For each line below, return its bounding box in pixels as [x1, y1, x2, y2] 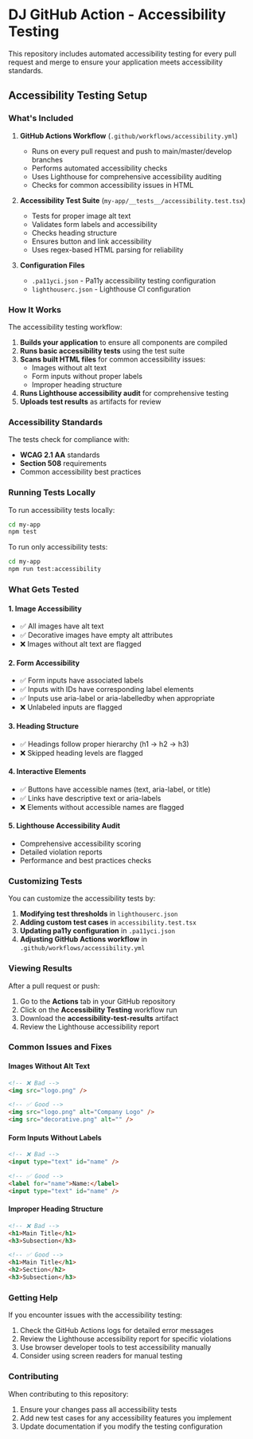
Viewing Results [8, 963, 73, 974]
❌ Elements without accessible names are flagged [19, 802, 185, 811]
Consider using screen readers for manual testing [19, 1351, 183, 1361]
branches [31, 154, 64, 164]
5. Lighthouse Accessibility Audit [8, 821, 121, 831]
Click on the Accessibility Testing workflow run [19, 1005, 177, 1015]
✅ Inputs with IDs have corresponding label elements [19, 685, 194, 694]
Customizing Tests [8, 875, 83, 886]
